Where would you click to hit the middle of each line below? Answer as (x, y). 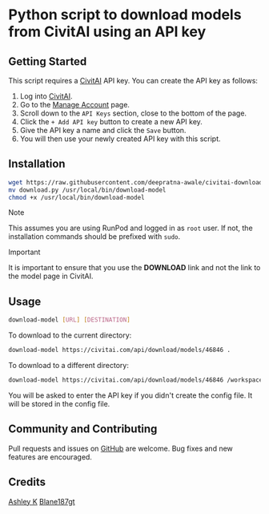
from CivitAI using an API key (107, 32)
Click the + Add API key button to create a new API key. (111, 121)
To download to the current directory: (70, 335)
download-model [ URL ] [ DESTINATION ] (69, 320)
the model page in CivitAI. (51, 276)
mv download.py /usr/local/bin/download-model (87, 190)
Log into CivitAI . (46, 96)
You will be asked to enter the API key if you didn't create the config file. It (130, 395)
